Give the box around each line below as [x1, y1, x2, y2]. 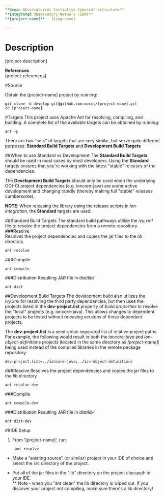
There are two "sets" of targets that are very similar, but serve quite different [5, 138, 160, 144]
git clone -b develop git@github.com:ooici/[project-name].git [5, 101, 137, 106]
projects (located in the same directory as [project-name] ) [42, 339, 160, 345]
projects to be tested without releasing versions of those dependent [5, 314, 142, 320]
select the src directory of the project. [12, 461, 89, 466]
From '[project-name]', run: [12, 437, 67, 443]
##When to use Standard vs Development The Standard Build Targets [5, 153, 148, 158]
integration [5, 208, 27, 214]
